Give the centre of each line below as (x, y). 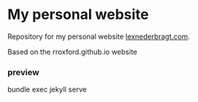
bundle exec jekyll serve (47, 89)
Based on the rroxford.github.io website (72, 51)
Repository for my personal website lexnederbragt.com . (99, 36)
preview (23, 72)
